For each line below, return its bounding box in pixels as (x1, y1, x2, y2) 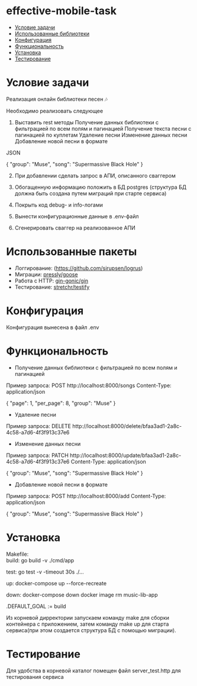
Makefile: (6, 550, 29, 558)
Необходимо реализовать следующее (6, 107, 104, 114)
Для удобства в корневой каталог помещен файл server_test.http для (6, 667, 182, 674)
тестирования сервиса (6, 673, 64, 680)
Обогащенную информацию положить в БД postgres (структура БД (14, 183, 187, 191)
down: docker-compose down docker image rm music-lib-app (6, 591, 158, 598)
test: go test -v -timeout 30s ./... (6, 568, 84, 575)
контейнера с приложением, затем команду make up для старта (6, 620, 169, 627)
